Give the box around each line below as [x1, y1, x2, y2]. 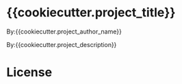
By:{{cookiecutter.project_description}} [6, 40, 117, 48]
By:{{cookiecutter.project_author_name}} [6, 27, 122, 36]
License [6, 65, 53, 80]
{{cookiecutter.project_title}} [6, 5, 176, 20]
